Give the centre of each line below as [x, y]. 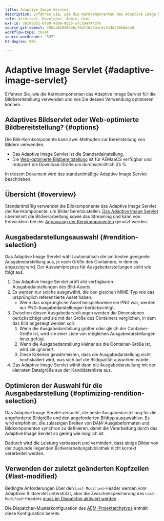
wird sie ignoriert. [37, 349]
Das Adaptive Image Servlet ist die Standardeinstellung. [68, 154]
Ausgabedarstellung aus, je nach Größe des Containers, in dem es [72, 262]
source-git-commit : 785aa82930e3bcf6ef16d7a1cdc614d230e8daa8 [70, 28]
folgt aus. [15, 272]
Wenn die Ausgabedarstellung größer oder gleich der [73, 329]
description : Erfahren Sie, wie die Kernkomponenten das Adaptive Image [81, 14]
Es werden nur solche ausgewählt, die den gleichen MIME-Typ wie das [83, 292]
